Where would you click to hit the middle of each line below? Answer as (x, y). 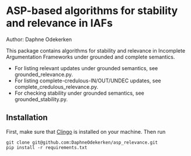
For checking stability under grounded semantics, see (79, 93)
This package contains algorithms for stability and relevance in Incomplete (96, 50)
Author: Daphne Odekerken (39, 39)
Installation (27, 118)
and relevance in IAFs (59, 23)
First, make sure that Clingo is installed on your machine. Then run (86, 131)
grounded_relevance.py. (44, 74)
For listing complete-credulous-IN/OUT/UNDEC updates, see (88, 81)
